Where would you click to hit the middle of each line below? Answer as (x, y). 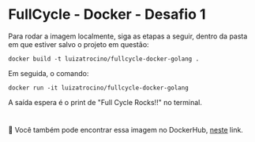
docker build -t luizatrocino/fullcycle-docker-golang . (104, 59)
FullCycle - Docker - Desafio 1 (107, 15)
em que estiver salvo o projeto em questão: (79, 44)
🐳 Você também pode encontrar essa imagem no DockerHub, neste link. (126, 130)
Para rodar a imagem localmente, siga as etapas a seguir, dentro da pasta (128, 36)
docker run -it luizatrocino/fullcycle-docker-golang (99, 88)
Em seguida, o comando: (49, 73)
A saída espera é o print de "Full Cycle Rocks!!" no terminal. (105, 102)
